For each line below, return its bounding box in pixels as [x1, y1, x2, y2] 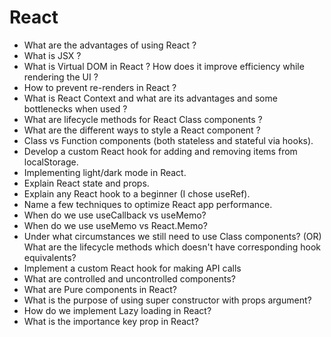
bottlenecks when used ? [23, 102, 128, 115]
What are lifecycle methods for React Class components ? [23, 113, 263, 125]
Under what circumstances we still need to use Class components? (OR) [23, 230, 322, 242]
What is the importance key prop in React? [23, 315, 199, 327]
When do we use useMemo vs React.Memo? [23, 219, 208, 231]
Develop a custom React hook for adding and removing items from [23, 145, 298, 157]
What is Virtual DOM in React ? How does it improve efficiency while [23, 60, 305, 72]
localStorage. [23, 156, 79, 168]
